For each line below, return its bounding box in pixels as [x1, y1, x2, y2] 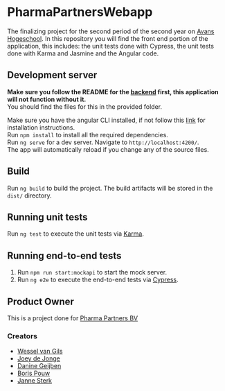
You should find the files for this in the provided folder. [7, 102, 163, 111]
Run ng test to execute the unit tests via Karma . [7, 229, 144, 238]
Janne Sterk [17, 376, 53, 385]
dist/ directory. [7, 191, 52, 200]
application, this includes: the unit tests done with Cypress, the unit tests [7, 42, 215, 50]
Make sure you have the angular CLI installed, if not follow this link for [7, 116, 206, 124]
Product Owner [7, 295, 75, 307]
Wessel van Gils [17, 347, 63, 356]
